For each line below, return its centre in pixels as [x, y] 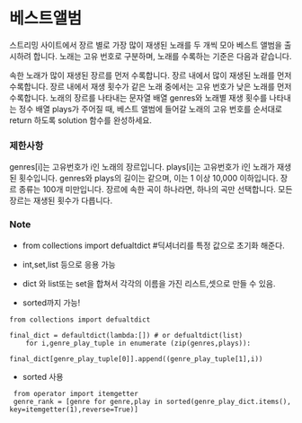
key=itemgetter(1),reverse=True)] [74, 410]
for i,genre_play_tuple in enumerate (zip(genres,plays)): [138, 343]
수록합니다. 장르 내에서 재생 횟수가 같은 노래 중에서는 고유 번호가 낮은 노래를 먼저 [151, 86]
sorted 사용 [43, 376]
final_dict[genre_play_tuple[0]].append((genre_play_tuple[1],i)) [136, 359]
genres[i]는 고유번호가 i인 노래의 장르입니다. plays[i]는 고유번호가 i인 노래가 [142, 167]
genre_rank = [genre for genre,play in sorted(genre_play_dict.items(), [152, 401]
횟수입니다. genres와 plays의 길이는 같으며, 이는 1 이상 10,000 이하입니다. [148, 178]
